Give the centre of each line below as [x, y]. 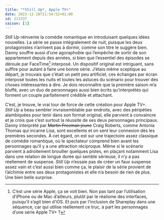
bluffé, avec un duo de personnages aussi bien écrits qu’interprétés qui [77, 90]
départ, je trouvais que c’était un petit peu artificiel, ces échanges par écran [81, 74]
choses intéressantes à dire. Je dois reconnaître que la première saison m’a [81, 85]
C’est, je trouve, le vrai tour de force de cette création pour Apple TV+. [76, 104]
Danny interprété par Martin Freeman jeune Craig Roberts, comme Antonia [80, 125]
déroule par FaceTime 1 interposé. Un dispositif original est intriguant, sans [80, 63]
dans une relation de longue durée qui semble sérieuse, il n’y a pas [72, 156]
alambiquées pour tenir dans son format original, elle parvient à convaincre [81, 115]
